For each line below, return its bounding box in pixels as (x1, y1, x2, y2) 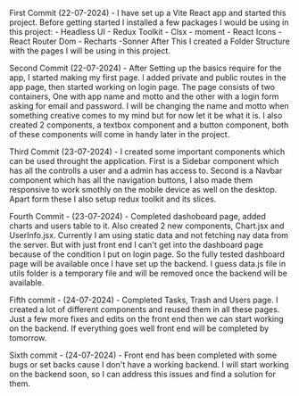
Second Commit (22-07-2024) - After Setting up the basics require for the (9, 62, 282, 73)
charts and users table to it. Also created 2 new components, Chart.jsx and (9, 220, 285, 231)
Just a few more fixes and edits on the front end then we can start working (9, 314, 284, 324)
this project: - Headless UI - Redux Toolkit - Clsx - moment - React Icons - (9, 27, 283, 37)
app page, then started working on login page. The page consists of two (9, 82, 275, 92)
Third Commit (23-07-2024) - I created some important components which (9, 146, 286, 157)
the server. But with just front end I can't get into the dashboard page (9, 240, 263, 250)
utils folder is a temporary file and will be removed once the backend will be (9, 268, 287, 278)
